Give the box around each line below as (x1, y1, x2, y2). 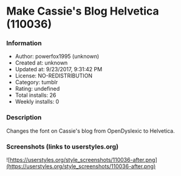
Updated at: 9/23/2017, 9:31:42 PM (15, 66, 103, 73)
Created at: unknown (15, 59, 68, 66)
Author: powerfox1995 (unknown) (15, 53, 100, 60)
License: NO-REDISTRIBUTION (15, 72, 93, 80)
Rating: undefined (15, 85, 60, 93)
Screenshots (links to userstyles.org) (6, 142, 119, 150)
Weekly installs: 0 (15, 98, 60, 105)
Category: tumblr (15, 79, 58, 86)
